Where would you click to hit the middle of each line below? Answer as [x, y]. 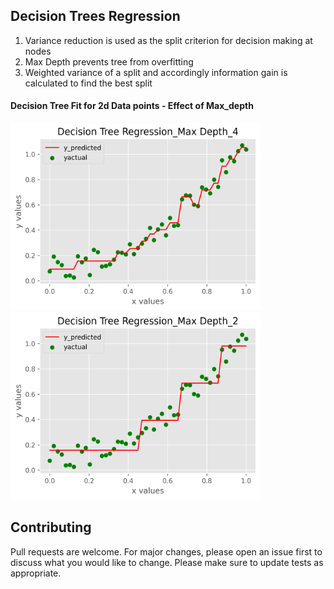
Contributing [51, 527]
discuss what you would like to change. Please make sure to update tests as [167, 562]
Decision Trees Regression [95, 16]
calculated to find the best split [88, 83]
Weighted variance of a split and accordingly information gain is [156, 72]
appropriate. [36, 573]
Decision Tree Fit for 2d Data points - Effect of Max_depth [132, 106]
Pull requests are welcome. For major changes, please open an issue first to [166, 551]
